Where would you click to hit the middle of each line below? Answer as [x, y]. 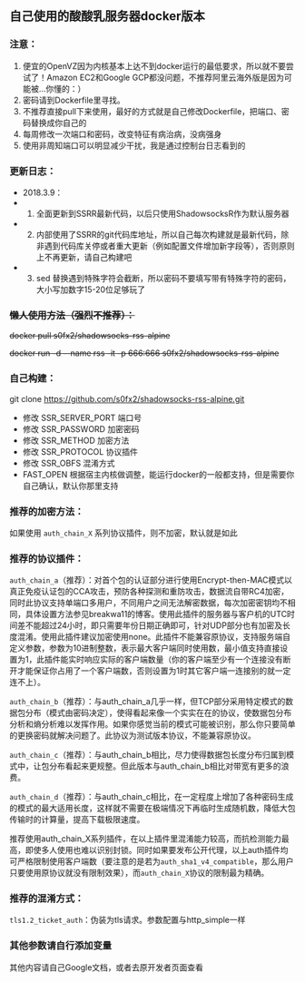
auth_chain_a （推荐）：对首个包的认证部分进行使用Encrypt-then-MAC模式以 [151, 580]
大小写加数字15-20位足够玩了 [90, 290]
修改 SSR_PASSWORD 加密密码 [81, 428]
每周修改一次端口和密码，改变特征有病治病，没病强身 [122, 133]
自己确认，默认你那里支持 [70, 486]
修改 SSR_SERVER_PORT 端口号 [82, 417]
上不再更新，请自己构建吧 [84, 257]
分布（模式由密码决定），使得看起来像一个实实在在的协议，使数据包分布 [158, 713]
